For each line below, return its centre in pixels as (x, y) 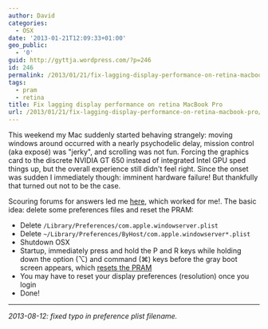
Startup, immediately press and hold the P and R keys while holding (130, 251)
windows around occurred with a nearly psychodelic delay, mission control (131, 143)
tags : (17, 82)
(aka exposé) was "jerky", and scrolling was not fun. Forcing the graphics (129, 152)
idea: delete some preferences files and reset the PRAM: (101, 210)
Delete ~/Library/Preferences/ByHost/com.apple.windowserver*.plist (135, 234)
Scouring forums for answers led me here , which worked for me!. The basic (132, 201)
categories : (28, 23)
